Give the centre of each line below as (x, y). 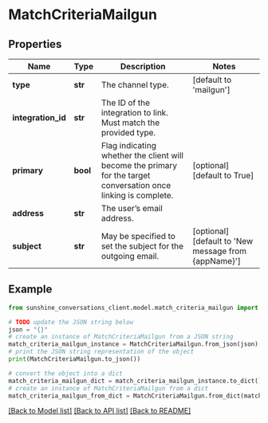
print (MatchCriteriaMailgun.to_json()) (75, 359)
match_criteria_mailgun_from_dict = (69, 396)
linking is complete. (137, 195)
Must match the (130, 123)
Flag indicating (129, 145)
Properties (35, 44)
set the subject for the (142, 246)
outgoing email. (130, 256)
